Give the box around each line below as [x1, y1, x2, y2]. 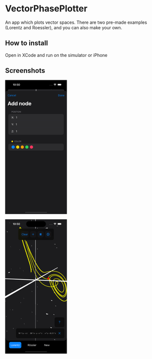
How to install [5, 39, 48, 48]
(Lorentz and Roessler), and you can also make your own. [5, 24, 122, 30]
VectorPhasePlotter [5, 3, 88, 14]
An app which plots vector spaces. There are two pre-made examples [5, 19, 147, 25]
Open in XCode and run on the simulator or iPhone [5, 52, 108, 58]
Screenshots [5, 66, 45, 75]
